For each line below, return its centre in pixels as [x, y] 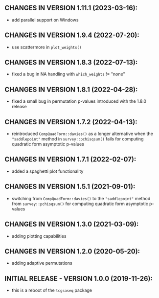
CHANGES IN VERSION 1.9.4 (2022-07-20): [72, 35]
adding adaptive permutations [42, 263]
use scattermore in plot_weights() [46, 47]
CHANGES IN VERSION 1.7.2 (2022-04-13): [71, 122]
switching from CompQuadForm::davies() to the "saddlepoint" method [81, 198]
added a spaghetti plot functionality [47, 171]
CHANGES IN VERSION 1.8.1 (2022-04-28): [71, 89]
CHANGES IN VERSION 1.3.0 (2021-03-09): [72, 224]
